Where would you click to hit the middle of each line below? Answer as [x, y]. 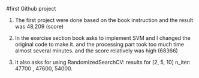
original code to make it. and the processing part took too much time [99, 44]
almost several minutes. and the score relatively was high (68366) [96, 51]
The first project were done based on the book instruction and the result [104, 20]
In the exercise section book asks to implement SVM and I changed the [102, 38]
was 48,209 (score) [39, 26]
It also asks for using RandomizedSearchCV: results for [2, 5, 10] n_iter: [102, 62]
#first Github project [31, 9]
